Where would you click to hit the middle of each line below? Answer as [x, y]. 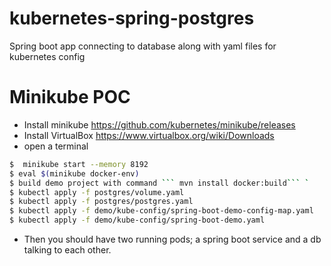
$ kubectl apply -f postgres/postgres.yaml [101, 202]
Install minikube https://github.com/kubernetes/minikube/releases [159, 124]
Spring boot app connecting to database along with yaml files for [143, 46]
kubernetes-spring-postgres [132, 18]
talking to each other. [67, 250]
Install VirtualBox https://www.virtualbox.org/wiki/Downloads [149, 135]
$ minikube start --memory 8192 [79, 164]
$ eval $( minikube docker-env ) [74, 173]
